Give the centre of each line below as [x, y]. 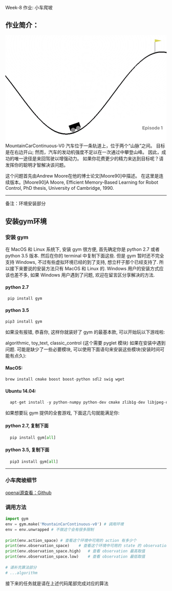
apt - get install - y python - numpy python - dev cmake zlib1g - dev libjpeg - [88, 402]
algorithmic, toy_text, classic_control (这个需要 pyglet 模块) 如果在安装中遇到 [85, 343]
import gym [17, 519]
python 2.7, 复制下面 [27, 425]
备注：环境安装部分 [26, 204]
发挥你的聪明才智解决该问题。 [37, 165]
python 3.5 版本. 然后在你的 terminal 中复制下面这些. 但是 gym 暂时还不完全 [85, 256]
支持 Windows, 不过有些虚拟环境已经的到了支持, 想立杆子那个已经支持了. [82, 262]
